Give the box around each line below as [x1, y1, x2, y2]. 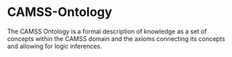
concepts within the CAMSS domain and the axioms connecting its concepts [7, 34, 226, 42]
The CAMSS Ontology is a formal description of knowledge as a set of [7, 27, 207, 35]
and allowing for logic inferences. [7, 42, 102, 50]
